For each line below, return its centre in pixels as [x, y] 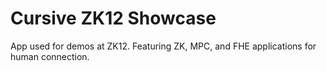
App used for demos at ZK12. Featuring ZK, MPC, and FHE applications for [163, 46]
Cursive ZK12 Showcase [113, 18]
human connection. [50, 56]
